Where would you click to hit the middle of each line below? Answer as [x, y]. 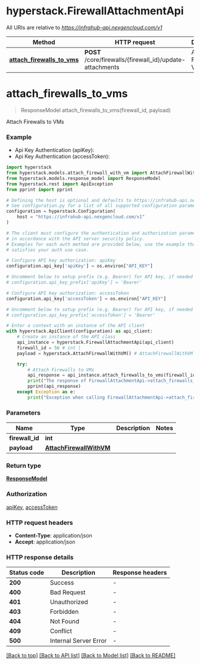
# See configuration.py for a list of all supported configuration [92, 206]
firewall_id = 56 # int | [49, 348]
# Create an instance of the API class [66, 337]
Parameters [23, 412]
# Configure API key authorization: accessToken [68, 293]
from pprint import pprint [40, 189]
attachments [102, 67]
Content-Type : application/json [53, 535]
